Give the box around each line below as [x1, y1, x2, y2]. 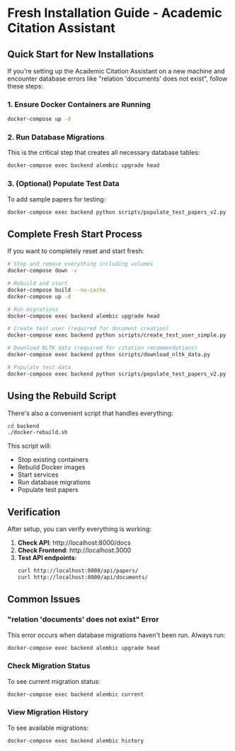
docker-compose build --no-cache [7, 286, 106, 293]
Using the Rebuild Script [7, 390, 117, 402]
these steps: [7, 82, 44, 90]
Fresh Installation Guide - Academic [7, 5, 223, 21]
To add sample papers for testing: [7, 194, 106, 203]
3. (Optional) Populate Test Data [7, 179, 120, 189]
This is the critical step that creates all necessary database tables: [7, 149, 200, 157]
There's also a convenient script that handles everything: [7, 409, 173, 417]
